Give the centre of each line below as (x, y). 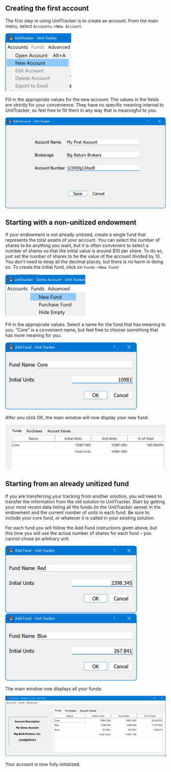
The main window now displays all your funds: (54, 688)
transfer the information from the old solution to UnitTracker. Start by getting (85, 501)
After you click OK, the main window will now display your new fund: (77, 418)
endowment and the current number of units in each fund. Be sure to (77, 512)
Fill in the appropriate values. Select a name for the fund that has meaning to (85, 325)
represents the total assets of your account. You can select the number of (83, 240)
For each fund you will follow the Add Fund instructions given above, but (81, 528)
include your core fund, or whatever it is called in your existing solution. (80, 518)
